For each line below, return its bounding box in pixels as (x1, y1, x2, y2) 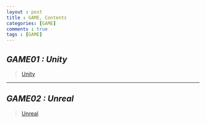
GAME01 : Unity (6, 54, 67, 65)
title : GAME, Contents (6, 15, 67, 21)
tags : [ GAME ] (6, 32, 43, 38)
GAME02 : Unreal (6, 94, 74, 104)
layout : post (6, 9, 43, 15)
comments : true (6, 26, 48, 32)
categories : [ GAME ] (6, 20, 56, 26)
